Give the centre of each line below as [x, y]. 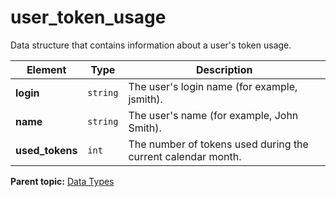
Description [224, 69]
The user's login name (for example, [213, 86]
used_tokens [46, 150]
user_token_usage [88, 17]
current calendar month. [185, 156]
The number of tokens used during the [218, 144]
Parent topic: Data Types [62, 181]
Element [46, 69]
